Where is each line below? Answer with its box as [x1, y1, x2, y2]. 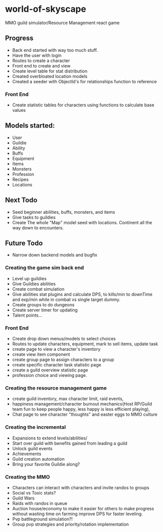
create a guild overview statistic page [12, 367, 88, 373]
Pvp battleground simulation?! [12, 516, 73, 522]
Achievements [12, 451, 42, 457]
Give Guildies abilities [12, 281, 56, 287]
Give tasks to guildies [12, 214, 56, 220]
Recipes [12, 176, 29, 182]
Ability [12, 145, 26, 151]
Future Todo [5, 239, 43, 247]
